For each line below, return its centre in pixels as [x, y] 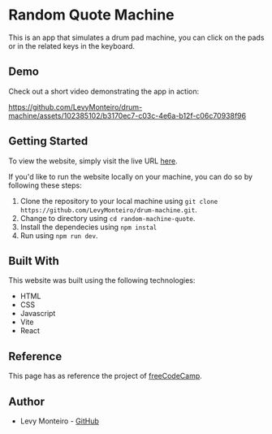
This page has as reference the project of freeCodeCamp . [106, 376]
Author [26, 401]
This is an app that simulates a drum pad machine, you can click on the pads [136, 37]
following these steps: [45, 185]
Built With [34, 260]
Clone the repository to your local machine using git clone [119, 201]
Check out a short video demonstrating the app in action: [104, 91]
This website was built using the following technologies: [102, 280]
